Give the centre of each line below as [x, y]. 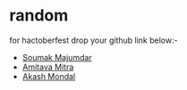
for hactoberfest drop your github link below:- [93, 40]
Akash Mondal [49, 76]
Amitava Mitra [48, 67]
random [39, 16]
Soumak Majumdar [57, 57]
